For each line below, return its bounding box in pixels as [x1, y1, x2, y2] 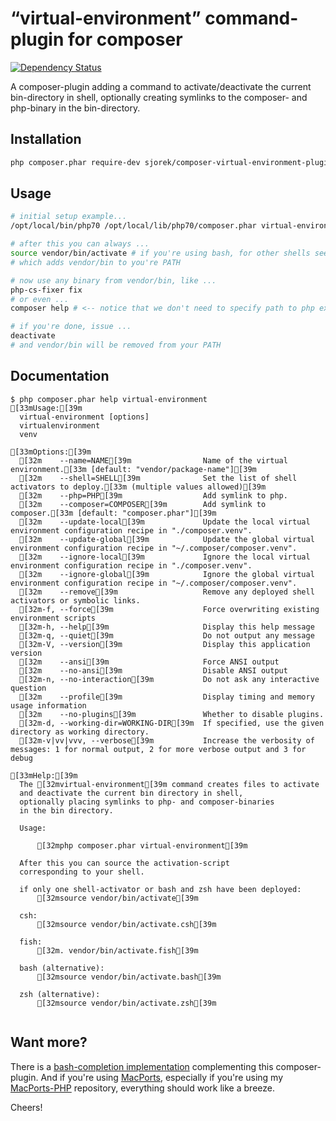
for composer [68, 28, 183, 51]
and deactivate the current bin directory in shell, [19, 788, 244, 798]
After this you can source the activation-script [19, 858, 230, 868]
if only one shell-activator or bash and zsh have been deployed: [19, 884, 302, 894]
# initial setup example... [10, 212, 128, 222]
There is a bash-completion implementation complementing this [10, 1060, 274, 1072]
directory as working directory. [10, 727, 150, 737]
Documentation [10, 368, 110, 385]
